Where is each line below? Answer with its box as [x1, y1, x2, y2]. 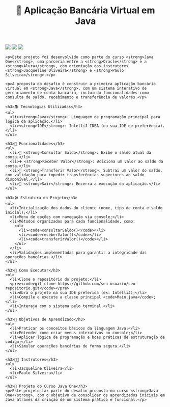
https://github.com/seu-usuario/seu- [58, 281, 138, 287]
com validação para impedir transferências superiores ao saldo [5, 173, 145, 178]
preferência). [135, 123, 165, 129]
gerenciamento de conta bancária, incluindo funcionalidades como [5, 90, 149, 96]
